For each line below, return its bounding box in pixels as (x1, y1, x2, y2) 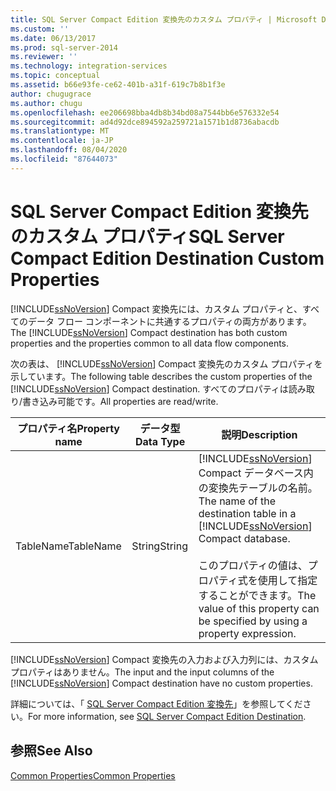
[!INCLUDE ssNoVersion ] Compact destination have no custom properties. (10, 677, 313, 689)
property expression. (198, 626, 297, 640)
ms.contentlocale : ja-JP (10, 136, 114, 146)
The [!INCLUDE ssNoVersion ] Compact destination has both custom (10, 326, 288, 338)
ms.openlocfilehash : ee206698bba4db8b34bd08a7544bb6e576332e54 (10, 107, 280, 118)
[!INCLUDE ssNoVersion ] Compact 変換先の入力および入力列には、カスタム (10, 653, 319, 665)
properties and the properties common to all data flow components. (10, 337, 290, 349)
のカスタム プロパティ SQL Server (10, 225, 285, 248)
